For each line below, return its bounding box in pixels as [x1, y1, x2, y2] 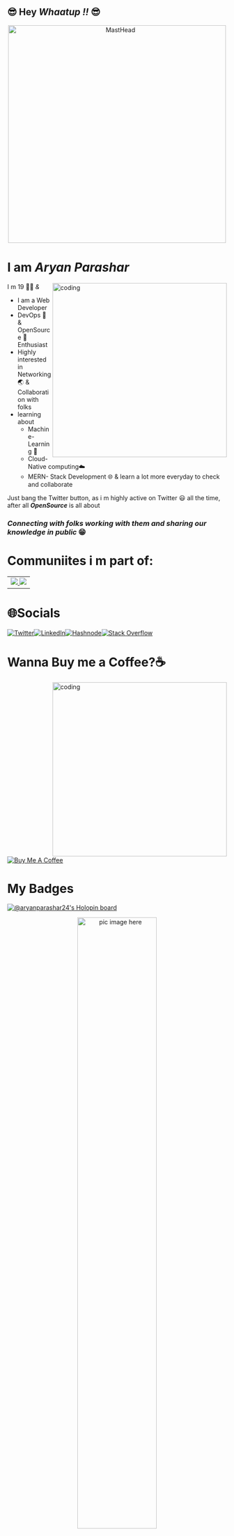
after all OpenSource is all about [7, 501, 100, 509]
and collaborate [27, 480, 73, 488]
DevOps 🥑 [17, 311, 47, 319]
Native [27, 462, 47, 470]
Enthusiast [17, 340, 48, 348]
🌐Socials [7, 605, 61, 621]
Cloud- [27, 454, 48, 463]
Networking [17, 370, 52, 378]
